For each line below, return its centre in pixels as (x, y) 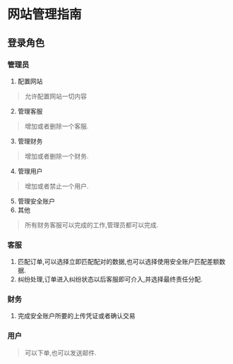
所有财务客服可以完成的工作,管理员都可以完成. (91, 225)
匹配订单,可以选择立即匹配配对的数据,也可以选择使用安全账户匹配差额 (118, 262)
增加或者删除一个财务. (56, 156)
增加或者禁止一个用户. (56, 186)
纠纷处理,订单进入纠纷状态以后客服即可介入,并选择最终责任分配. (110, 279)
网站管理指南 (45, 14)
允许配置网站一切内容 (55, 96)
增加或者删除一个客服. (56, 126)
